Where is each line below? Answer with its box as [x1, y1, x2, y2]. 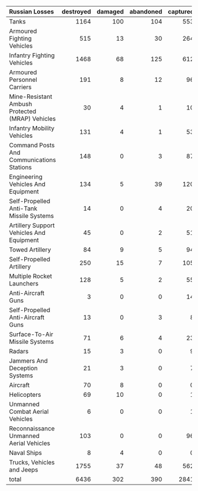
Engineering [9, 173, 43, 181]
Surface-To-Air [9, 330, 54, 338]
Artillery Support [9, 221, 55, 229]
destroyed [61, 8, 91, 15]
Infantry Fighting [9, 51, 55, 59]
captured [167, 8, 194, 15]
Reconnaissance [9, 424, 55, 432]
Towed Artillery [9, 245, 51, 254]
